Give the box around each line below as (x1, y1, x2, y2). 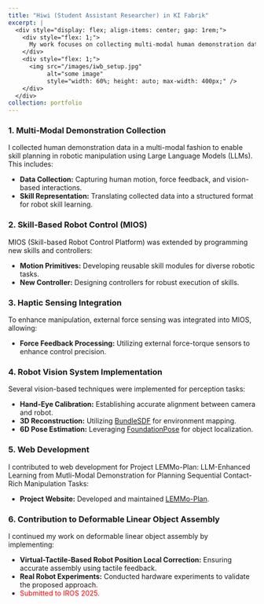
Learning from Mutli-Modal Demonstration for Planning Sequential (8, 470, 222, 480)
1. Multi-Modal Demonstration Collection (8, 125, 167, 136)
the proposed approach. (19, 580, 98, 589)
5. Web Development (8, 445, 90, 456)
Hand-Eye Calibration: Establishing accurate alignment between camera (19, 400, 256, 409)
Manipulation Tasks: (24, 478, 89, 488)
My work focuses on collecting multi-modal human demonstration (28, 41, 244, 49)
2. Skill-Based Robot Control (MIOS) (8, 219, 148, 230)
